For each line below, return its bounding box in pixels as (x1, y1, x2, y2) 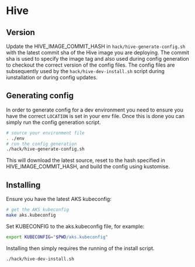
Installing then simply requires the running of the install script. (6, 244, 155, 252)
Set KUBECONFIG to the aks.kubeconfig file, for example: (6, 223, 145, 230)
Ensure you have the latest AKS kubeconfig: (6, 196, 112, 203)
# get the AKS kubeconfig (6, 207, 69, 213)
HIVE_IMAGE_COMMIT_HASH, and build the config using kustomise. (6, 163, 170, 170)
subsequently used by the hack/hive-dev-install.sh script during (6, 68, 165, 74)
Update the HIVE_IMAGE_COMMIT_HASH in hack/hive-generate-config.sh (6, 43, 186, 50)
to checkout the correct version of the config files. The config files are (6, 61, 175, 68)
